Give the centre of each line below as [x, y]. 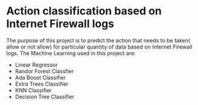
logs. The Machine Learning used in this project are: [71, 53]
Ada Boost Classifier [40, 77]
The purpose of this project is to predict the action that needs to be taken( [98, 40]
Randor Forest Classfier [44, 71]
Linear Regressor [36, 65]
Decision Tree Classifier [45, 97]
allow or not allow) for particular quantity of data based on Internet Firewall [99, 47]
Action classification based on [84, 11]
